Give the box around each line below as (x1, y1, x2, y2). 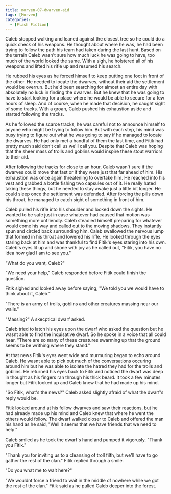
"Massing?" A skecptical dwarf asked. (5, 316, 85, 322)
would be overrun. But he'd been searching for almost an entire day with (5, 84, 157, 90)
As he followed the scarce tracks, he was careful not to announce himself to (5, 121, 165, 127)
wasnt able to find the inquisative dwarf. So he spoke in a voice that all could (5, 331, 166, 338)
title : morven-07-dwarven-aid (5, 7, 70, 13)
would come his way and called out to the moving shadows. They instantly (5, 223, 162, 229)
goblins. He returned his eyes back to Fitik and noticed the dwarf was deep (5, 369, 163, 375)
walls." (5, 306, 19, 312)
